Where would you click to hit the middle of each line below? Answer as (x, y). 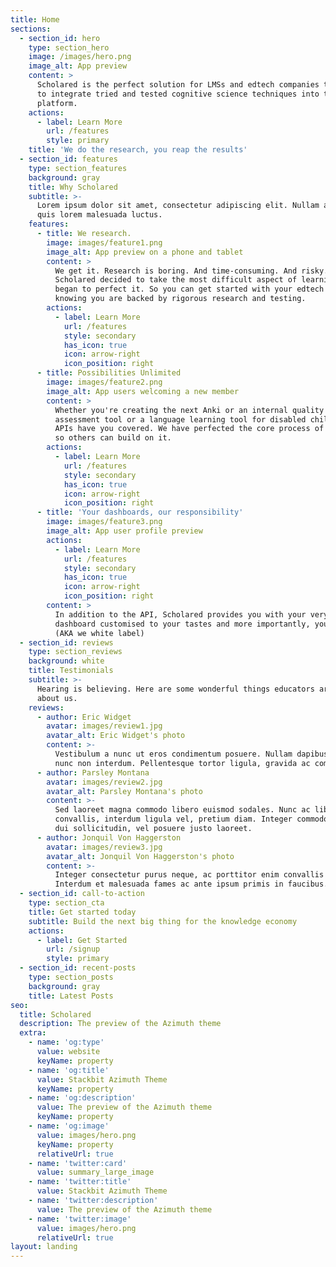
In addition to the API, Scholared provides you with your (180, 614)
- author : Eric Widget (84, 717)
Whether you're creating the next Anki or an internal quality (189, 410)
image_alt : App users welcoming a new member (143, 391)
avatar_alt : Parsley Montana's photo (124, 791)
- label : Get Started (82, 940)
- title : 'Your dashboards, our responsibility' (140, 512)
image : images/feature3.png (104, 522)
